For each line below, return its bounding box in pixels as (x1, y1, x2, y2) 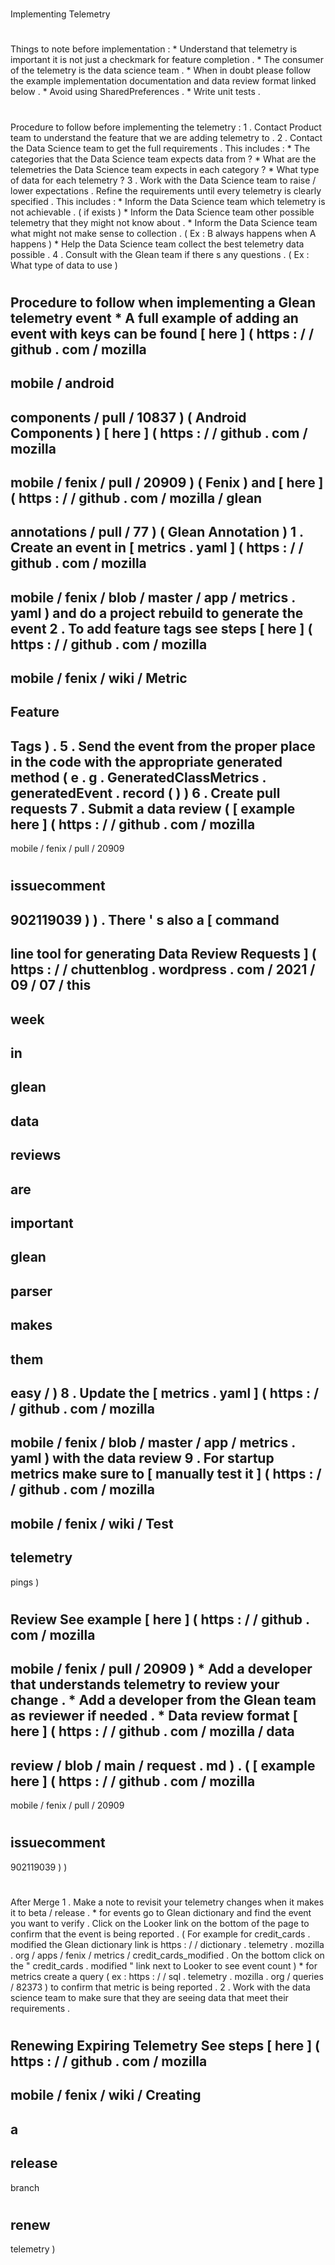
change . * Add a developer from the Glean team (10, 1692, 317, 1709)
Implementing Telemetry (10, 8, 111, 20)
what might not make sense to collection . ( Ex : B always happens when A (10, 227, 317, 239)
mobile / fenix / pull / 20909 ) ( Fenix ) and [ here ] (10, 474, 324, 491)
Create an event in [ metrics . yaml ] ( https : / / (10, 539, 304, 557)
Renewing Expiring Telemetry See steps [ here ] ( (10, 2037, 320, 2054)
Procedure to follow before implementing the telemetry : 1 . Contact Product (10, 121, 322, 133)
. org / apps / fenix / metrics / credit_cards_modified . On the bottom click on (10, 1949, 325, 1961)
